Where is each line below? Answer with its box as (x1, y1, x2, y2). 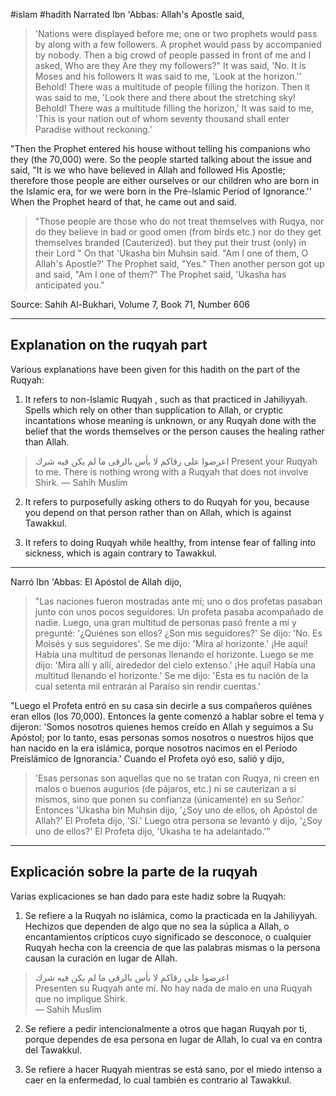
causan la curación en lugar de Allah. (24, 952, 178, 964)
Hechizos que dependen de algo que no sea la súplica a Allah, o (24, 920, 290, 932)
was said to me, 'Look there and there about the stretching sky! (34, 92, 296, 103)
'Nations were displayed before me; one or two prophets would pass (34, 28, 318, 39)
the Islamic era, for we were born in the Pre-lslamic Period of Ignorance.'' (10, 185, 312, 197)
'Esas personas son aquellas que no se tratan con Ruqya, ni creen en (34, 772, 320, 784)
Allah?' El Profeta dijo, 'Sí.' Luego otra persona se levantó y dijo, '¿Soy (34, 814, 323, 826)
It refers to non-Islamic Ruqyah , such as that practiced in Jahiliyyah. (24, 393, 308, 405)
